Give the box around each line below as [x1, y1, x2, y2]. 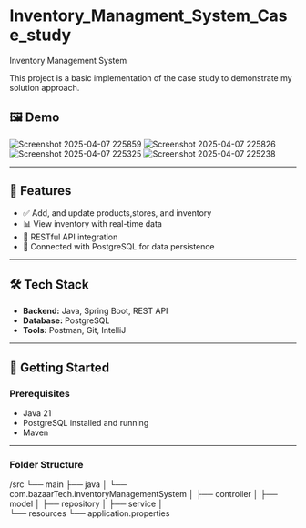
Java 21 [22, 408, 52, 419]
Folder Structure [9, 458, 84, 471]
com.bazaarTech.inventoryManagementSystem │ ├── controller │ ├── [9, 489, 278, 500]
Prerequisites [9, 387, 70, 400]
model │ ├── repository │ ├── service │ [9, 498, 164, 510]
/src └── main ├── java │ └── [9, 479, 127, 490]
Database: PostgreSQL [22, 315, 110, 326]
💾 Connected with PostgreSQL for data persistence [22, 240, 215, 251]
